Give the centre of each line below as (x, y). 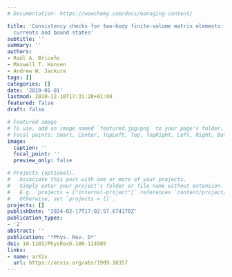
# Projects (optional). (41, 173)
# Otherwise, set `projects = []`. (61, 199)
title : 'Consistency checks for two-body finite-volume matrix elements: (116, 26)
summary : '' (24, 46)
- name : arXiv (28, 256)
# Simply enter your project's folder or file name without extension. (116, 186)
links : (17, 250)
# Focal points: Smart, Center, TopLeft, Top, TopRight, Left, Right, (111, 135)
